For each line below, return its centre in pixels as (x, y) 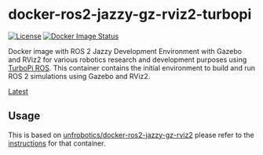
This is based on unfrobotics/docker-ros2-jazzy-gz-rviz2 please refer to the (131, 135)
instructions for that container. (57, 143)
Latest (18, 91)
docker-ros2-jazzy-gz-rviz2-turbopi (130, 14)
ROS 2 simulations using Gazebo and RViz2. (79, 76)
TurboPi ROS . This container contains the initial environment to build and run (132, 67)
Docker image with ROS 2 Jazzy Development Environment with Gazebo (125, 51)
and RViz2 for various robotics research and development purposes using (128, 59)
